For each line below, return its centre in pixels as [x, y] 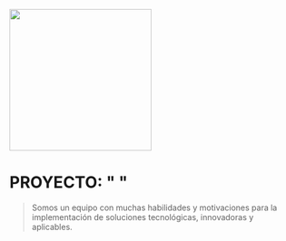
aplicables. [52, 227]
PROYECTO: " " [69, 183]
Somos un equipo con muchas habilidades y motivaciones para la [154, 207]
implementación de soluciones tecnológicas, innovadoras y [143, 217]
